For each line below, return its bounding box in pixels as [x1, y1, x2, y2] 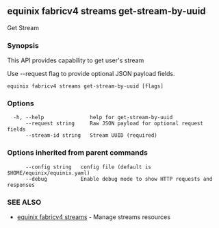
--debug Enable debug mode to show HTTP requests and [25, 175, 213, 182]
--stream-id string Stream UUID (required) [25, 132, 157, 139]
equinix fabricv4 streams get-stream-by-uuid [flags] [7, 83, 164, 90]
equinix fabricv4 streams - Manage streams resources [16, 213, 171, 221]
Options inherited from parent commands [7, 148, 149, 157]
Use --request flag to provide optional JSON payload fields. [7, 70, 175, 78]
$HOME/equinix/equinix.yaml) [7, 169, 90, 177]
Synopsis [7, 40, 39, 50]
